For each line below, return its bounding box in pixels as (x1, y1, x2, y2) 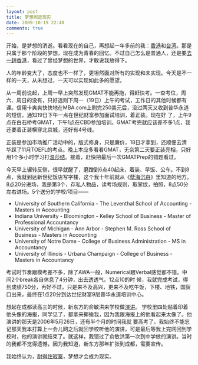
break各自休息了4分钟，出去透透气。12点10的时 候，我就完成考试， (19, 276, 183, 283)
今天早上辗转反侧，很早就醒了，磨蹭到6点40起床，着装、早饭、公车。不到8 (6, 166, 190, 173)
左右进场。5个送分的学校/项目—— (6, 188, 89, 195)
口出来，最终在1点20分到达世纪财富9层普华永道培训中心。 (6, 291, 147, 298)
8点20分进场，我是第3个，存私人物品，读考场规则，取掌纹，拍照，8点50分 (6, 181, 189, 188)
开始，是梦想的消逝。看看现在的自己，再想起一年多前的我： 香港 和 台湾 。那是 (6, 42, 192, 49)
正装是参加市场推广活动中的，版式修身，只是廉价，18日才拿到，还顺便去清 (6, 139, 187, 146)
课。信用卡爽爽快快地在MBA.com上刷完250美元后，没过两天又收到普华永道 (6, 104, 189, 111)
